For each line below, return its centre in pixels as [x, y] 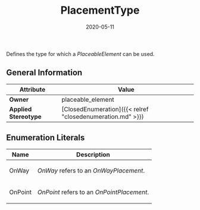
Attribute [32, 89]
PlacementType [100, 10]
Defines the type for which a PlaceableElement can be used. [80, 54]
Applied [21, 109]
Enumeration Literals [46, 138]
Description [93, 154]
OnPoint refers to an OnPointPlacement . [93, 192]
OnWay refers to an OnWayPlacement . [91, 170]
